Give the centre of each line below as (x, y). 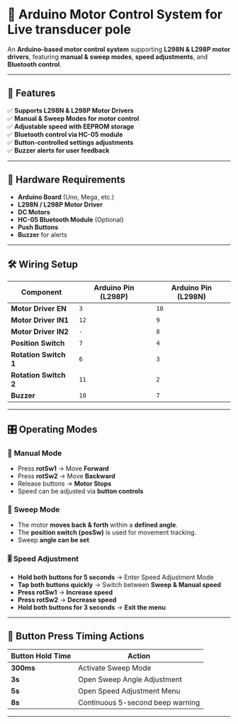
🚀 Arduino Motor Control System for (115, 15)
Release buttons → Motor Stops (64, 484)
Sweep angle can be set (53, 540)
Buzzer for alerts (42, 234)
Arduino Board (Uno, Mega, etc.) (66, 197)
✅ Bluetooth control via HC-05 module (65, 134)
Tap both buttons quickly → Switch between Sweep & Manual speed (119, 584)
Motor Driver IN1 (40, 320)
